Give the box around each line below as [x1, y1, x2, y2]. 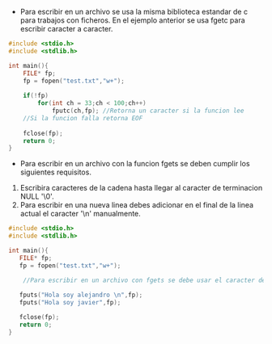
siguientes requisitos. [19, 167, 91, 177]
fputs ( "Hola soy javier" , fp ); [19, 299, 121, 307]
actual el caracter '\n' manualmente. [19, 209, 142, 219]
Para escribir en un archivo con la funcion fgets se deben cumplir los [19, 159, 250, 169]
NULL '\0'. [19, 191, 54, 201]
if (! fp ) [23, 92, 49, 100]
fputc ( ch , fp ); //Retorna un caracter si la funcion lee [51, 107, 244, 115]
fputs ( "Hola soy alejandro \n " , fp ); [19, 291, 143, 300]
